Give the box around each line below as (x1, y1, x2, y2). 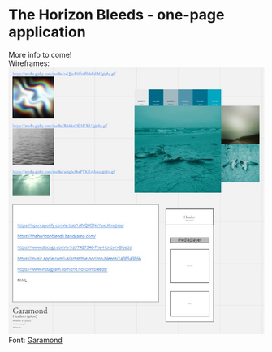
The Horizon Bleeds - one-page (8, 6, 225, 24)
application (8, 23, 87, 41)
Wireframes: (8, 58, 50, 68)
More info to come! (8, 49, 72, 59)
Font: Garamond (8, 335, 63, 345)
